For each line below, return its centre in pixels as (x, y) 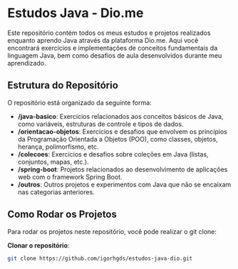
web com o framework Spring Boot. (70, 176)
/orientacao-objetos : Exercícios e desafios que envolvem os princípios (123, 131)
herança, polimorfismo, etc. (58, 147)
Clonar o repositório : (38, 245)
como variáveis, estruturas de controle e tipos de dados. (100, 124)
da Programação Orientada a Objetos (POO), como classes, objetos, (118, 139)
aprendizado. (27, 63)
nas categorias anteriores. (56, 192)
